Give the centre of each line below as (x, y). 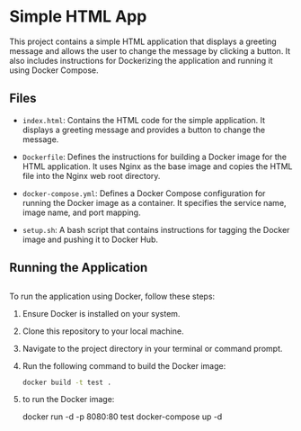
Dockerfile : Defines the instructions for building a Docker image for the (155, 157)
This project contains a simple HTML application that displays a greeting (143, 41)
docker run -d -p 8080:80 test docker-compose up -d (122, 417)
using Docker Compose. (54, 70)
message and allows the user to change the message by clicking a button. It (150, 50)
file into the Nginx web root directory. (91, 175)
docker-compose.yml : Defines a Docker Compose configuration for (144, 193)
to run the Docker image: (68, 400)
